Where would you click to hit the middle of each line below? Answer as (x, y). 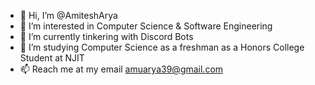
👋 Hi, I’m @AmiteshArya (68, 15)
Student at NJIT (52, 58)
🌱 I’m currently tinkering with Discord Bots (106, 36)
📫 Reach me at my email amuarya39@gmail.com (121, 69)
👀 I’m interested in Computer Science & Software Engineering (146, 26)
